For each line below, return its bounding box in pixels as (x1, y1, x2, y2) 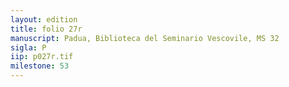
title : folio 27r (10, 24, 83, 34)
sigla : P (10, 42, 47, 53)
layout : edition (10, 14, 78, 25)
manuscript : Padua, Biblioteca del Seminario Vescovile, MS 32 (10, 33, 280, 43)
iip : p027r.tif (10, 52, 74, 62)
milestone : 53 (10, 61, 70, 71)
